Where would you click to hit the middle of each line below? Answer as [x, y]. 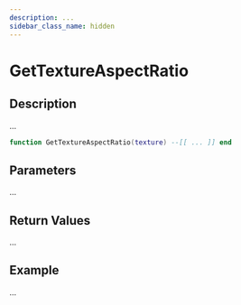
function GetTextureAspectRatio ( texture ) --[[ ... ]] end [120, 142]
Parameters [43, 170]
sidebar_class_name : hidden [62, 26]
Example [34, 270]
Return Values [50, 221]
